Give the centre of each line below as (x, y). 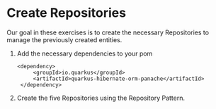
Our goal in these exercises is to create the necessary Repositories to (108, 32)
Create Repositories (67, 13)
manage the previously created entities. (64, 39)
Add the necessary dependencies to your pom (85, 53)
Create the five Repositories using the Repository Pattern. (101, 98)
